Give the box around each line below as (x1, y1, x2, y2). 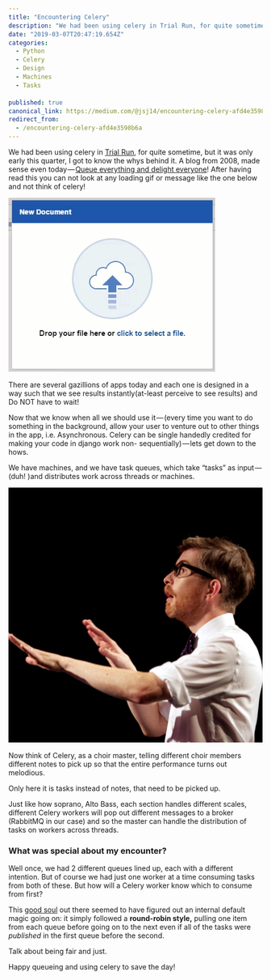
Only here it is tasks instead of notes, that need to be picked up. (8, 783, 221, 793)
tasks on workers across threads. (8, 825, 119, 834)
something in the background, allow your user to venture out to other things (8, 422, 260, 431)
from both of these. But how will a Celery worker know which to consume (8, 880, 252, 890)
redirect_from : (8, 116, 60, 124)
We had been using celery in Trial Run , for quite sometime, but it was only (8, 147, 253, 157)
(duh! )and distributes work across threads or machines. (8, 472, 195, 481)
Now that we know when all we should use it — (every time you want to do (8, 413, 253, 422)
